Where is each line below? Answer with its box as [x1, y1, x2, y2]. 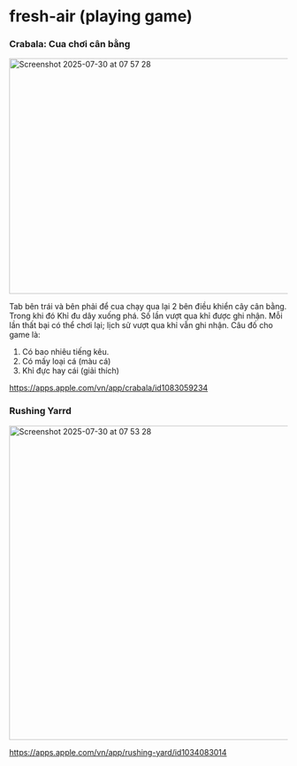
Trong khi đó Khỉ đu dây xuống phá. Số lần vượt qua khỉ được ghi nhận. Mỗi [9, 310, 283, 321]
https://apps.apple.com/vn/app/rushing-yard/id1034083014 [9, 746, 227, 757]
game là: [9, 330, 42, 340]
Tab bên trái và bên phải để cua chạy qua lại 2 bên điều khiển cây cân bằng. [9, 301, 287, 312]
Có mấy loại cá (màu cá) [21, 356, 111, 367]
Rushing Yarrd [9, 405, 72, 418]
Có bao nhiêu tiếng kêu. [21, 347, 110, 357]
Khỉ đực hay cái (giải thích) [21, 365, 119, 376]
